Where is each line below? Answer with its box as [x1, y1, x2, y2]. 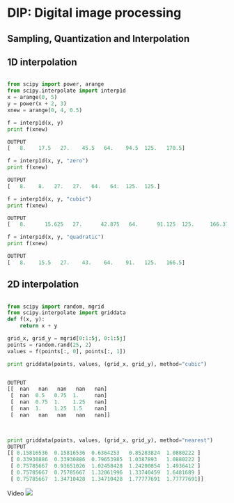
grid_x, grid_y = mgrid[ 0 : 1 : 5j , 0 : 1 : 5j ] [7, 335, 127, 342]
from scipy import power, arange [7, 81, 104, 88]
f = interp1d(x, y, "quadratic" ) [7, 233, 104, 241]
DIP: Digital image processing [7, 5, 182, 21]
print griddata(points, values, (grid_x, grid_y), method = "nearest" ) [7, 437, 214, 444]
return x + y [19, 323, 58, 330]
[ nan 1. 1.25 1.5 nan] [10, 405, 108, 412]
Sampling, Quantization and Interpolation [7, 33, 190, 45]
